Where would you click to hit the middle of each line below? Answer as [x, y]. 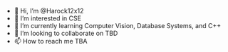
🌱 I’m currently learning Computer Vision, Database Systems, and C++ [118, 26]
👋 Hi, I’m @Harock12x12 [49, 11]
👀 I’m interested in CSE [48, 18]
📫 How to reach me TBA [51, 41]
